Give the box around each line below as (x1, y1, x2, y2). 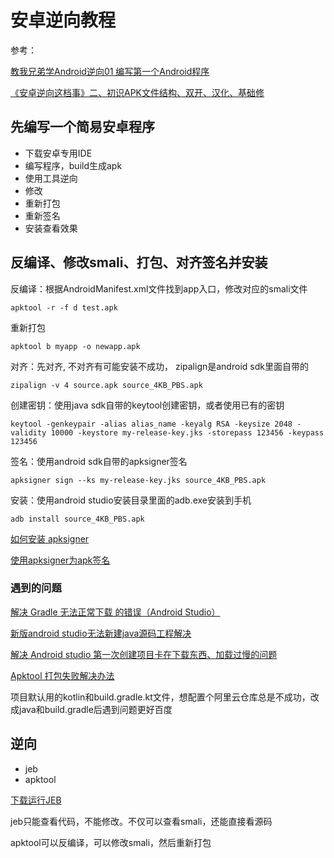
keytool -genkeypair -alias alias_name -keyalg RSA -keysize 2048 (10, 419, 293, 429)
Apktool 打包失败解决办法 (10, 669, 115, 681)
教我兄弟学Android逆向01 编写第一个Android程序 (10, 65, 210, 77)
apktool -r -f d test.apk (10, 302, 118, 313)
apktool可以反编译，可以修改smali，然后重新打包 (10, 836, 212, 848)
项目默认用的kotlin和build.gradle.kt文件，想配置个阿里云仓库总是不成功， (10, 691, 311, 703)
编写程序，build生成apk (24, 159, 123, 171)
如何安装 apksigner (10, 532, 90, 545)
